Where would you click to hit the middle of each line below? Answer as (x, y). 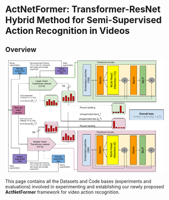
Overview (21, 49)
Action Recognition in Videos (68, 31)
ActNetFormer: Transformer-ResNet (83, 9)
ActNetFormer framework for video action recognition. (62, 192)
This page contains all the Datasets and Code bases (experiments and (78, 181)
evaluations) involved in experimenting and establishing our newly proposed (85, 186)
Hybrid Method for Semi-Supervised (83, 20)
